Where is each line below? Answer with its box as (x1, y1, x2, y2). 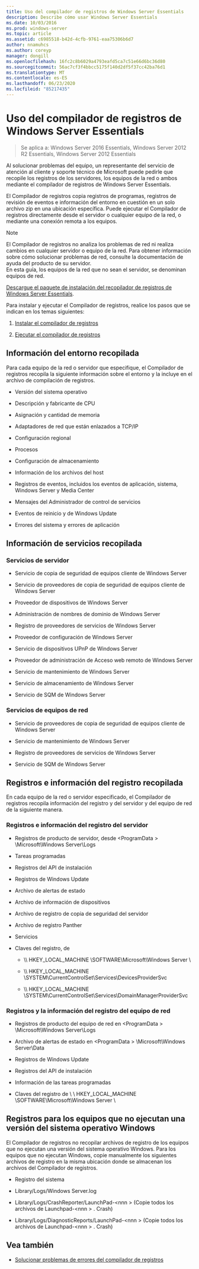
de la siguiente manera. (6, 806, 63, 813)
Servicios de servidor (6, 556, 69, 564)
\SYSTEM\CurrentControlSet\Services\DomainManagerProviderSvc (23, 991, 188, 999)
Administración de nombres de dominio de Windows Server (14, 611, 161, 618)
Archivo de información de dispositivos (14, 899, 111, 906)
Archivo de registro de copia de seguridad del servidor (14, 910, 149, 917)
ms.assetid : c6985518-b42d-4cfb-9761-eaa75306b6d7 (6, 36, 134, 42)
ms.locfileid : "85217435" (6, 86, 70, 92)
